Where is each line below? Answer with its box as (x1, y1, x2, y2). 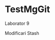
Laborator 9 (5, 20, 30, 26)
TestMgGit (5, 4, 50, 15)
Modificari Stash (5, 30, 39, 36)
